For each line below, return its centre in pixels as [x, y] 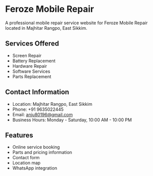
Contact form [26, 158]
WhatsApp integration [35, 168]
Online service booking [36, 147]
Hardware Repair [30, 66]
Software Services [31, 71]
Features [19, 135]
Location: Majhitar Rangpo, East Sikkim [52, 104]
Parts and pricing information [42, 152]
